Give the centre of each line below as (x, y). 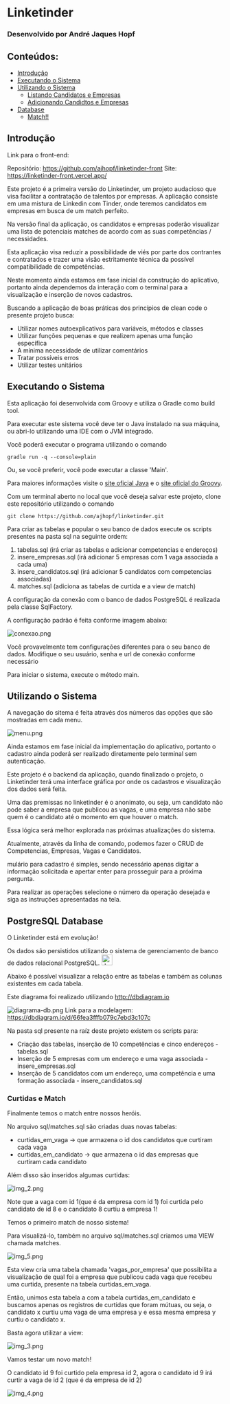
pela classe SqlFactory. (40, 607)
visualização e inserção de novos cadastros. (70, 294)
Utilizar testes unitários (49, 365)
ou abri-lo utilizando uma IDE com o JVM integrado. (80, 431)
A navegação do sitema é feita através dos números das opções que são (110, 713)
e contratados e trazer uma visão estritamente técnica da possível (101, 259)
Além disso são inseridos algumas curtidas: (69, 1175)
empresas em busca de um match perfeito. (68, 210)
